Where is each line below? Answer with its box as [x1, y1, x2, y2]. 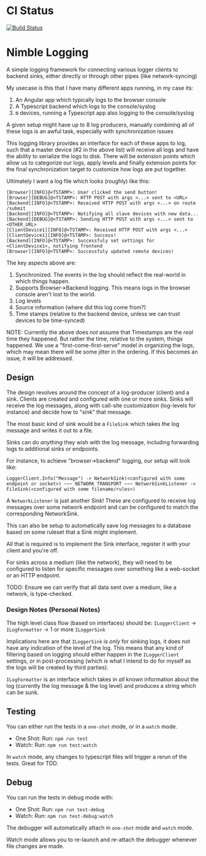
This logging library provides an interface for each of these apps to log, [6, 139, 187, 147]
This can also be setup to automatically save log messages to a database [6, 522, 191, 529]
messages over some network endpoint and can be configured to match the [6, 503, 199, 511]
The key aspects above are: [6, 259, 77, 266]
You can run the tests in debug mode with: [6, 793, 113, 801]
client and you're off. [6, 547, 59, 554]
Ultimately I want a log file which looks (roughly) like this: [6, 177, 150, 185]
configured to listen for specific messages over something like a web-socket [6, 565, 200, 573]
